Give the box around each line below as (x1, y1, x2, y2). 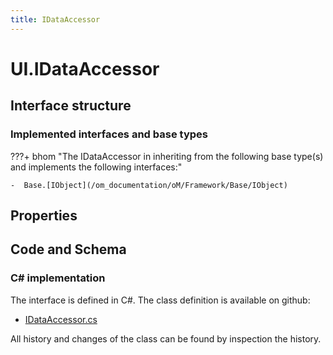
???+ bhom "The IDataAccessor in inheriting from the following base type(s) (10, 150, 324, 162)
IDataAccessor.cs (24, 313, 98, 325)
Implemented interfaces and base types (10, 127, 208, 141)
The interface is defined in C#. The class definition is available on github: (10, 294, 311, 306)
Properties (10, 207, 78, 224)
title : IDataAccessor (10, 14, 101, 25)
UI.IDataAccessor (10, 57, 160, 80)
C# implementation (10, 271, 106, 285)
